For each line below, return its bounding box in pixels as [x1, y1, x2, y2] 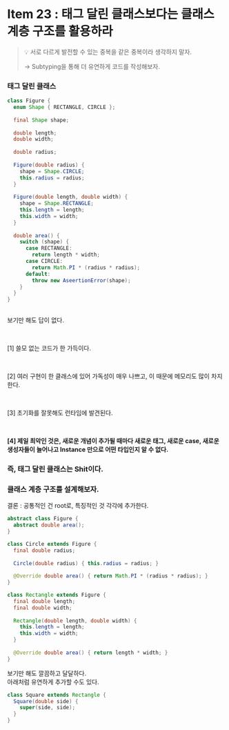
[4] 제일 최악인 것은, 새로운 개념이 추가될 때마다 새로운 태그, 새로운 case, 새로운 [7, 437, 219, 445]
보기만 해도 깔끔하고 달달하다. [7, 669, 87, 677]
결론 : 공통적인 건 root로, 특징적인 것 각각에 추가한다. [7, 502, 149, 510]
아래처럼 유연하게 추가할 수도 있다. [7, 678, 99, 686]
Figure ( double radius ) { [13, 161, 85, 168]
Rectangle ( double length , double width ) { [13, 617, 137, 624]
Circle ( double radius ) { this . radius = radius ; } [13, 560, 159, 566]
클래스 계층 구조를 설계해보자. [7, 484, 99, 494]
